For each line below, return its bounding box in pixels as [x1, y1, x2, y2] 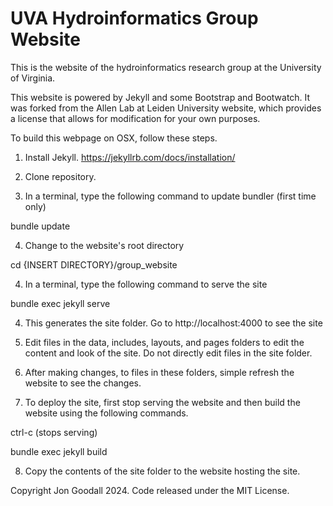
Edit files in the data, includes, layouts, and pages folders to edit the [24, 336, 305, 348]
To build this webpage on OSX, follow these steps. [10, 132, 218, 144]
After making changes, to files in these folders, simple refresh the [24, 366, 295, 378]
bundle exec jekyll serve [10, 297, 111, 309]
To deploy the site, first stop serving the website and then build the [24, 396, 301, 408]
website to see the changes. [24, 377, 142, 389]
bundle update [10, 220, 71, 232]
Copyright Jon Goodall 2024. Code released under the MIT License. [10, 484, 290, 496]
